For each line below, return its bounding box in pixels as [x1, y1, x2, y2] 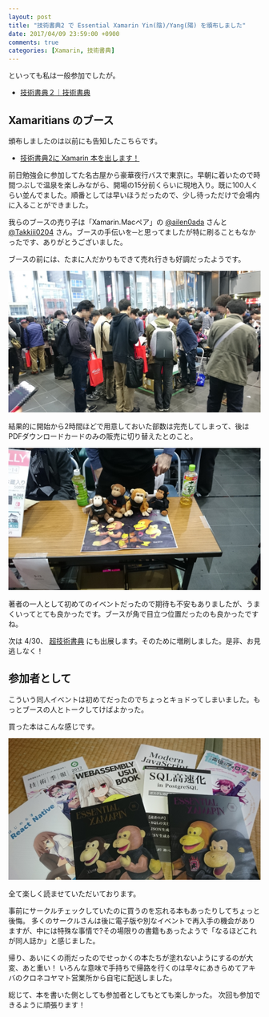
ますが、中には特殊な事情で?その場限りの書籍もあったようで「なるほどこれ [8, 926, 258, 936]
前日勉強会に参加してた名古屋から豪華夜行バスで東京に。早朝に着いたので [8, 170, 254, 179]
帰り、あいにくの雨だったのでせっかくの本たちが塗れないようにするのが [8, 953, 247, 963]
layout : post [8, 13, 52, 21]
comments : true [8, 38, 59, 46]
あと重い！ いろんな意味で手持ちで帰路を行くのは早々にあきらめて [22, 963, 242, 973]
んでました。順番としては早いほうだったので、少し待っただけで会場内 [29, 190, 260, 199]
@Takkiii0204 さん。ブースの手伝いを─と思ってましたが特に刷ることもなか [8, 227, 256, 236]
